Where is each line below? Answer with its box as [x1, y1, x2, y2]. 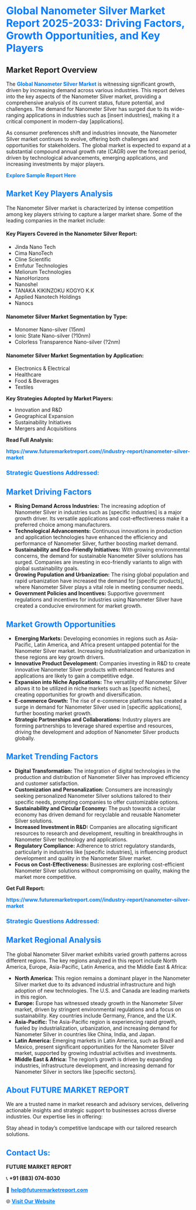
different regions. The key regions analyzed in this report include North [6, 957, 177, 964]
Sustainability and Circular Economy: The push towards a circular [14, 804, 176, 811]
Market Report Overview [6, 65, 98, 75]
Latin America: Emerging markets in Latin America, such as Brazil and [14, 1037, 184, 1044]
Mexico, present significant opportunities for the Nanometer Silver [14, 1043, 174, 1050]
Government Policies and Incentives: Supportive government [14, 590, 165, 597]
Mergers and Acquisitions [14, 425, 77, 432]
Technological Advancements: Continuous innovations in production [14, 527, 183, 535]
